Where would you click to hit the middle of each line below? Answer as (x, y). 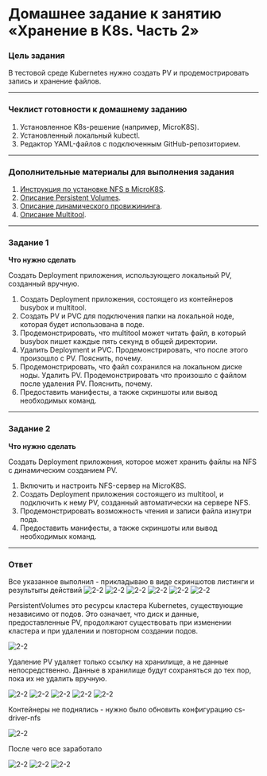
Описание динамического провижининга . (91, 206)
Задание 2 (29, 429)
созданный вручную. (44, 284)
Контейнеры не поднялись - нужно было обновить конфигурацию (120, 709)
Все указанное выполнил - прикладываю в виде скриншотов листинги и (132, 581)
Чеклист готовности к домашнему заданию (98, 110)
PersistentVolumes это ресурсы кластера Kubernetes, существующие (126, 605)
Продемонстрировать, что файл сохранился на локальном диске (131, 367)
